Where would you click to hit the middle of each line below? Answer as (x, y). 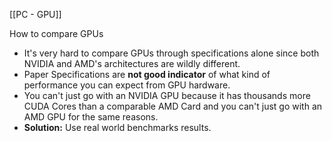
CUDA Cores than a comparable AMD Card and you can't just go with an (173, 106)
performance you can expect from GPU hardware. (127, 85)
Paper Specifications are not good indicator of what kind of (147, 74)
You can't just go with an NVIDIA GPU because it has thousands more (167, 95)
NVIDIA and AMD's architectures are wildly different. (132, 63)
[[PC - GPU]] (35, 14)
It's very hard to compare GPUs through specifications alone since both (171, 53)
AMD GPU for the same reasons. (91, 117)
